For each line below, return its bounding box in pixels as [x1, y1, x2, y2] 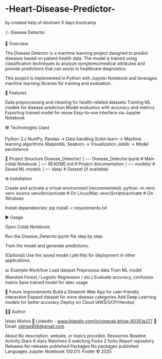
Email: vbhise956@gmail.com [5, 323, 65, 329]
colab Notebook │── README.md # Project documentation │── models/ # [5, 161, 156, 167]
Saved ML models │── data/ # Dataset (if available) [5, 166, 108, 172]
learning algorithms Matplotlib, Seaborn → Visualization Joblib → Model [5, 141, 149, 147]
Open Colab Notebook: [5, 224, 51, 230]
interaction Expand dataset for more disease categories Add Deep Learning [5, 294, 157, 300]
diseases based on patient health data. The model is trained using [5, 55, 137, 61]
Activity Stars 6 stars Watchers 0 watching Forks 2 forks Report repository [5, 338, 154, 344]
